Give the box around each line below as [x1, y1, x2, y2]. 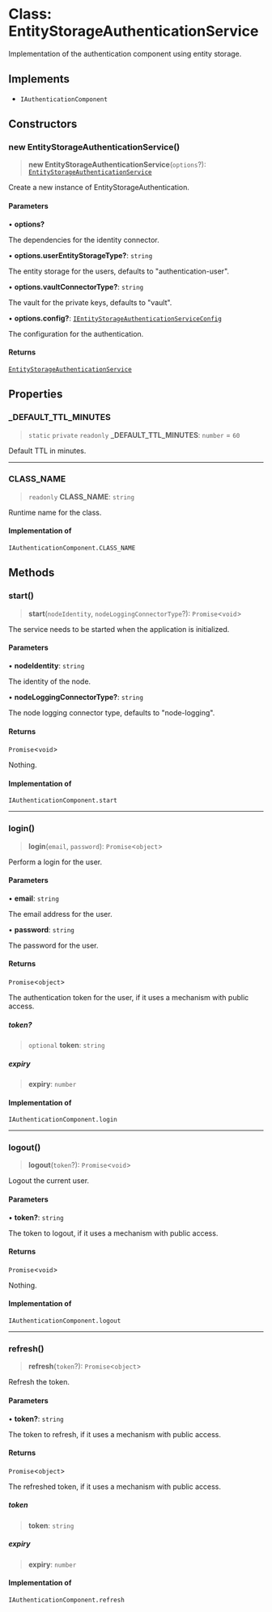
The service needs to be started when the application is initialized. [8, 624, 230, 634]
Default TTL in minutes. [8, 446, 87, 456]
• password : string [8, 924, 75, 935]
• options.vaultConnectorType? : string [8, 282, 144, 291]
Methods [8, 566, 55, 579]
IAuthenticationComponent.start [8, 796, 117, 805]
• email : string [8, 893, 59, 903]
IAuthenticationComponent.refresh [8, 1596, 125, 1604]
